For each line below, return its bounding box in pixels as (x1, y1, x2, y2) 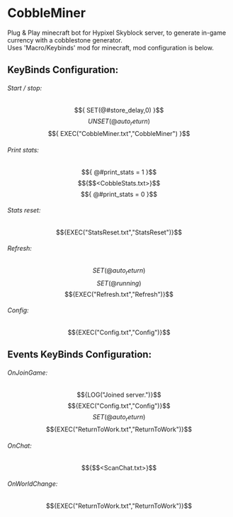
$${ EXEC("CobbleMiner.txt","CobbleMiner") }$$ (47, 130, 191, 138)
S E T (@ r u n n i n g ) (96, 278, 142, 288)
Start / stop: (7, 84, 42, 92)
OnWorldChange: (7, 479, 58, 488)
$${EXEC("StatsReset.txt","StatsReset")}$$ (55, 228, 183, 237)
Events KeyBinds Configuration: (7, 348, 152, 360)
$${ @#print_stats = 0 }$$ (80, 190, 158, 198)
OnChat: (7, 441, 32, 450)
